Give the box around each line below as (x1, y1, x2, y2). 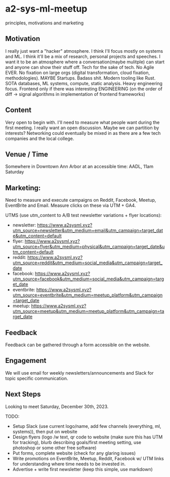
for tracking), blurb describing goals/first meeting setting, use (12, 439, 142, 445)
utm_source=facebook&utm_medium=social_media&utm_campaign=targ (12, 276, 164, 282)
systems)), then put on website (12, 428, 77, 434)
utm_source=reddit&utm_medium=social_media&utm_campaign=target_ (12, 260, 163, 266)
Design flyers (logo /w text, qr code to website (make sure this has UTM (12, 434, 163, 440)
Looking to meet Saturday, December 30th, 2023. (5, 403, 109, 410)
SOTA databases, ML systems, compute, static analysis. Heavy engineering (5, 80, 163, 86)
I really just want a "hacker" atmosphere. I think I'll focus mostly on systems (5, 48, 163, 54)
